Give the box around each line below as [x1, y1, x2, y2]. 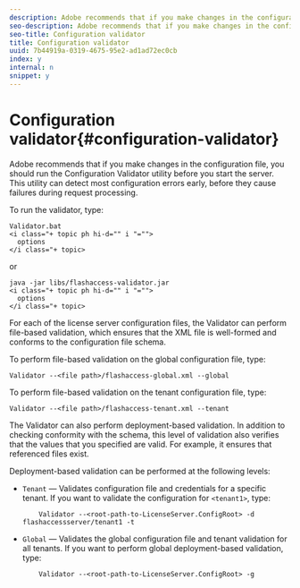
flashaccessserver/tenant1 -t [21, 517, 136, 526]
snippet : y [9, 72, 50, 81]
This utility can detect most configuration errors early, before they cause [9, 177, 277, 188]
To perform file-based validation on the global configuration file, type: [9, 354, 266, 364]
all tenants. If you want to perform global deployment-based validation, [21, 542, 284, 553]
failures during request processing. [9, 187, 138, 198]
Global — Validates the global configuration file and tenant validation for [21, 533, 287, 544]
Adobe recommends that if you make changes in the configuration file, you [9, 158, 285, 169]
